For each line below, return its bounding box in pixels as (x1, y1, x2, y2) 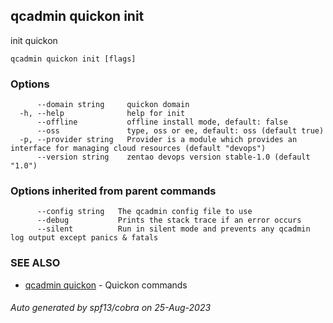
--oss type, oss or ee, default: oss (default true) (36, 126, 325, 136)
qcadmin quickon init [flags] (10, 54, 137, 64)
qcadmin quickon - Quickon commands (24, 279, 188, 291)
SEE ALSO (10, 256, 61, 270)
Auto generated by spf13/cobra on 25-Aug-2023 (10, 302, 212, 314)
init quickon (10, 34, 58, 46)
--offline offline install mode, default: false (36, 117, 288, 128)
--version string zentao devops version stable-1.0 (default (36, 152, 311, 163)
